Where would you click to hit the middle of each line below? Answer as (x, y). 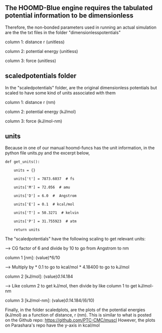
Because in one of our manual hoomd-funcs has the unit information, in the (80, 148)
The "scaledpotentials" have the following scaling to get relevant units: (75, 239)
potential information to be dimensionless (69, 16)
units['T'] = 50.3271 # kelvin (46, 213)
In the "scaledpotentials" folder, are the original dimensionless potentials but (81, 87)
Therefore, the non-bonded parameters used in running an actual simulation (81, 27)
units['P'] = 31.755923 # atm (45, 221)
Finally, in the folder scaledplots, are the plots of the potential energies (75, 310)
